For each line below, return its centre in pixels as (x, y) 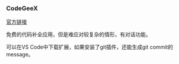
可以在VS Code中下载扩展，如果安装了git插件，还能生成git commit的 (89, 47)
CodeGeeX (22, 8)
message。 (20, 55)
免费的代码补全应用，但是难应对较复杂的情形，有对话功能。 (79, 34)
